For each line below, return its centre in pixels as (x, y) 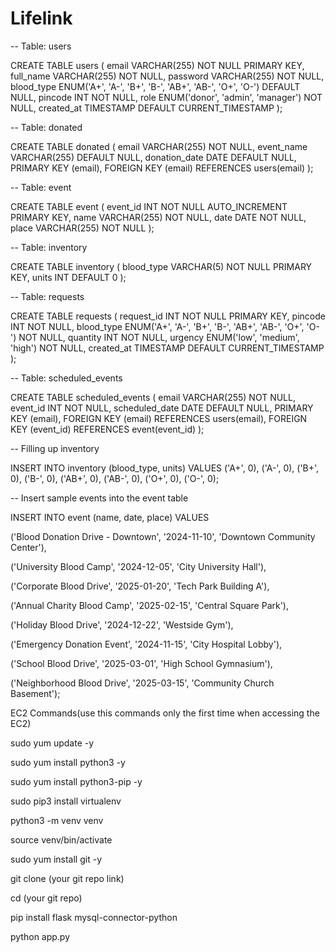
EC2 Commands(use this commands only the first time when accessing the (165, 713)
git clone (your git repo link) (67, 878)
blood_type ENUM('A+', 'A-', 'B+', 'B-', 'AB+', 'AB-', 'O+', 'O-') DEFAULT (155, 86)
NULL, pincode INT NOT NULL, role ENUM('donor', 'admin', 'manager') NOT (166, 97)
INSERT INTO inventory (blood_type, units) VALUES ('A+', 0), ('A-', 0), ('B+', (165, 468)
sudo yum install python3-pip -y (76, 781)
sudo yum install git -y (56, 859)
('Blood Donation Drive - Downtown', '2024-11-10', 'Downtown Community (163, 536)
